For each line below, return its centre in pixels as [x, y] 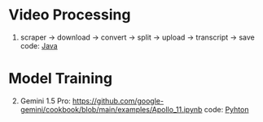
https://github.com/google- [118, 101]
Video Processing [70, 15]
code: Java [39, 45]
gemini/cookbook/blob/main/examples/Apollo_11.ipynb [111, 109]
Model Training [60, 79]
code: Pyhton [226, 109]
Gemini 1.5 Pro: [45, 101]
